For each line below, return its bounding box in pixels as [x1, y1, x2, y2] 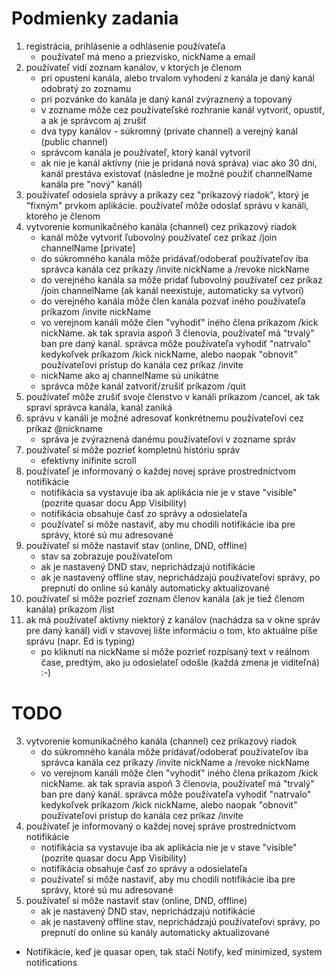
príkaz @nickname [25, 422, 103, 434]
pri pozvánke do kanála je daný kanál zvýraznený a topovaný [40, 93, 293, 105]
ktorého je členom [25, 210, 101, 222]
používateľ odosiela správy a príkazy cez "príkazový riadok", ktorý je [25, 188, 309, 201]
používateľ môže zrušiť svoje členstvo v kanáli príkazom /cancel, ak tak [25, 390, 321, 402]
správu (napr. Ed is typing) [25, 635, 136, 647]
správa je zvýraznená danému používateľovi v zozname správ [40, 433, 296, 445]
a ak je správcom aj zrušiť [40, 114, 147, 126]
